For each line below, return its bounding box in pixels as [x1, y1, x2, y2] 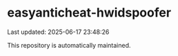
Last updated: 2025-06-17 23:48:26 [7, 28, 110, 36]
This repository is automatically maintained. [7, 41, 131, 49]
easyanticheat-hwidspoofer [7, 5, 171, 21]
